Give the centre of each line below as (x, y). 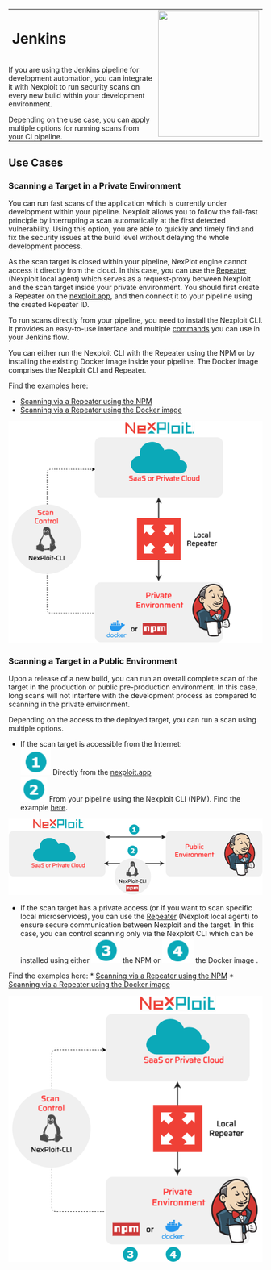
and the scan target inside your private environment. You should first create (134, 287)
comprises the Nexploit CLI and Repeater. (77, 370)
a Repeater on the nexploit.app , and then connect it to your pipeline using (130, 296)
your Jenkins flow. (39, 337)
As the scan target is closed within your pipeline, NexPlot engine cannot (128, 261)
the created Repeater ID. (49, 304)
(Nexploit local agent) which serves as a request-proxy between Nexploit (130, 278)
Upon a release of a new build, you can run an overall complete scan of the (133, 678)
